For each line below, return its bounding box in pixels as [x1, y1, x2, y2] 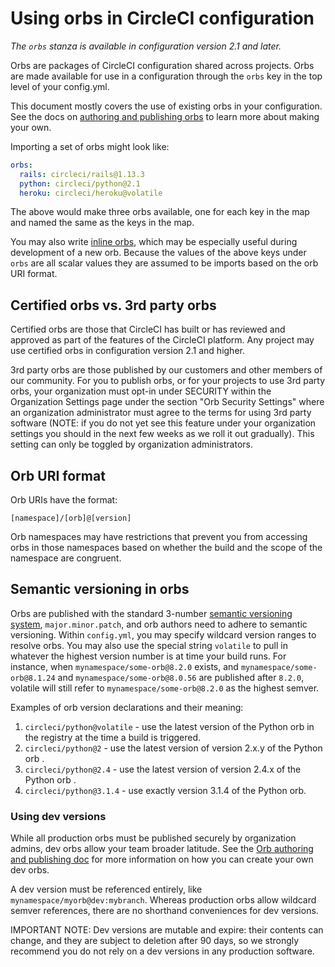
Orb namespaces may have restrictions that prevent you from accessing [10, 531, 308, 543]
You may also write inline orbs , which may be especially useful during [10, 236, 298, 248]
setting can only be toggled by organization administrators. [10, 438, 253, 451]
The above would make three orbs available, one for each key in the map [10, 206, 310, 218]
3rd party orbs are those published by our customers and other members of [10, 364, 323, 376]
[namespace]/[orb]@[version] [10, 513, 132, 524]
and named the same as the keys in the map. [10, 217, 195, 229]
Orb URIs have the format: [10, 494, 118, 506]
